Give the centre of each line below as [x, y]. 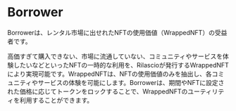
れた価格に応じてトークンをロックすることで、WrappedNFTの [98, 91]
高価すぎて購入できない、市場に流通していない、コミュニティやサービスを [115, 56]
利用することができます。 [56, 100]
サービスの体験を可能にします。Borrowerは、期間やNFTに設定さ [131, 82]
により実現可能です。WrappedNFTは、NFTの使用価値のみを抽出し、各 [110, 74]
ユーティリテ [206, 91]
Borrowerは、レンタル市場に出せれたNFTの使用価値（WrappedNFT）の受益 [117, 32]
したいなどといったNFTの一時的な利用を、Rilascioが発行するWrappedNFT [121, 65]
